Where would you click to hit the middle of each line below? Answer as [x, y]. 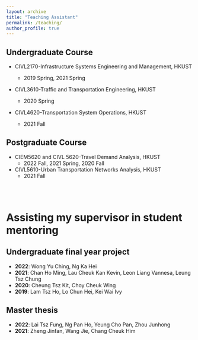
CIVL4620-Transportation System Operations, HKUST [81, 113]
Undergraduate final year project [68, 252]
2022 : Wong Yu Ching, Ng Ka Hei [56, 266]
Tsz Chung [28, 279]
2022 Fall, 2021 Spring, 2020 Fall [64, 163]
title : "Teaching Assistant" [42, 17]
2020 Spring [39, 101]
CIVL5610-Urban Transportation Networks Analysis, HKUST [88, 169]
